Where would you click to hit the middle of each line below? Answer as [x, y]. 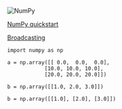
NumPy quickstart [33, 24]
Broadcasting [26, 37]
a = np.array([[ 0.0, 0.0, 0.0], [59, 62]
